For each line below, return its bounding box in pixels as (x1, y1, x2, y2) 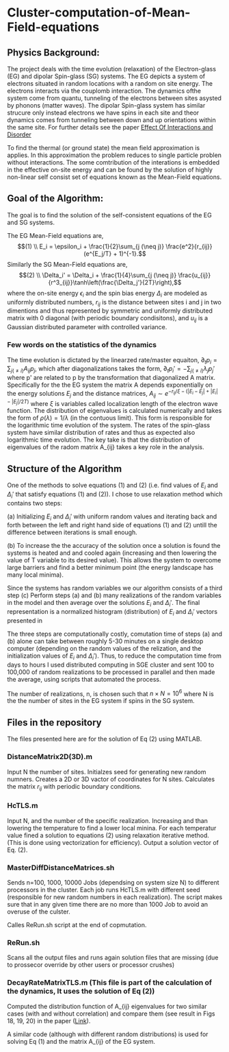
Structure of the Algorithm (7, 463, 122, 475)
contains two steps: (7, 499, 63, 507)
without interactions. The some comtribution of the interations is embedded (7, 158, 220, 166)
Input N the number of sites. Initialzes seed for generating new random (7, 767, 206, 776)
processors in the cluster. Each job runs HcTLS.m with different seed (7, 885, 200, 894)
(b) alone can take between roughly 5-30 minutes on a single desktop (7, 637, 204, 645)
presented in (7, 617, 43, 625)
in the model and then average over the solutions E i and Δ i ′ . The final (7, 599, 200, 608)
